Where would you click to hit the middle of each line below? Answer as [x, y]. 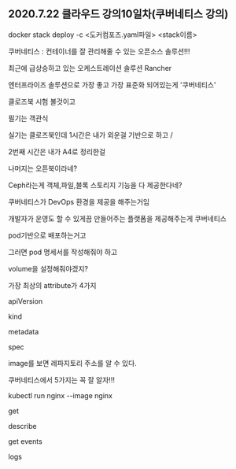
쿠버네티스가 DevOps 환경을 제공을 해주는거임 [79, 201]
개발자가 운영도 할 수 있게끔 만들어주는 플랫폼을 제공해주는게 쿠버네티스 [117, 218]
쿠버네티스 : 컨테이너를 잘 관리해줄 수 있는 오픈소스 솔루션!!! [99, 51]
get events [26, 441]
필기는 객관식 [28, 118]
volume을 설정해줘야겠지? [48, 268]
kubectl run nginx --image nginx [60, 395]
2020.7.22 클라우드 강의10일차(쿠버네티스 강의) [118, 14]
